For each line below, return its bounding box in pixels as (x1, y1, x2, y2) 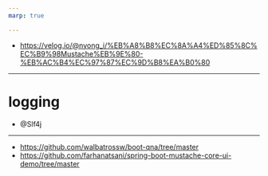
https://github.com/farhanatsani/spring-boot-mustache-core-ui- (19, 151, 232, 160)
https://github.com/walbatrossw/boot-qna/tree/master (19, 142, 199, 151)
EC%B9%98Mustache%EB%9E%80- (19, 49, 144, 58)
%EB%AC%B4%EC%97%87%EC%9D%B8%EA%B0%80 (19, 57, 211, 67)
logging (8, 92, 60, 111)
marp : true (8, 11, 45, 20)
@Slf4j (19, 119, 42, 128)
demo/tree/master (19, 158, 80, 168)
